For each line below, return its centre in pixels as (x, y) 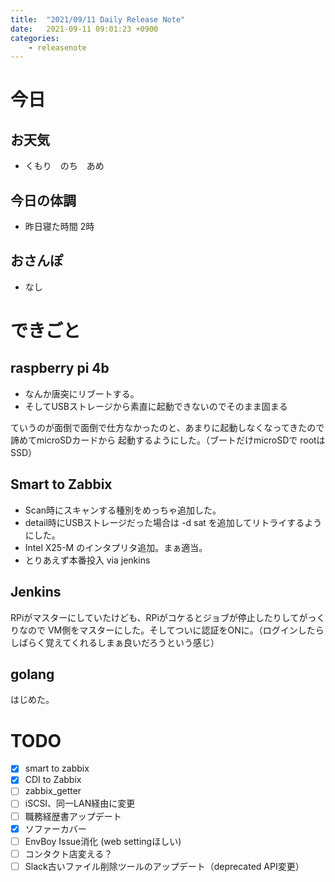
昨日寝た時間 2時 (59, 227)
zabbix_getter (53, 791)
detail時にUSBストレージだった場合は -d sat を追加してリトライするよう (173, 522)
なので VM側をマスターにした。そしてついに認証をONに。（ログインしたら (171, 630)
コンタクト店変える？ (68, 853)
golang (32, 674)
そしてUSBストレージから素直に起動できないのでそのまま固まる (156, 406)
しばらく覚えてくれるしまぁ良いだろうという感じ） (115, 642)
